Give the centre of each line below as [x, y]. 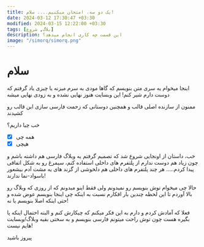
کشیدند [15, 113]
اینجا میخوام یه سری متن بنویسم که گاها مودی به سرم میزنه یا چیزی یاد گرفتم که [98, 88]
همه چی [25, 136]
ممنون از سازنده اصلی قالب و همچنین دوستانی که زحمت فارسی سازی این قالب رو [101, 106]
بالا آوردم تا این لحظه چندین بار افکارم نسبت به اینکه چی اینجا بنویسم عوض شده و [100, 194]
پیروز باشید [20, 238]
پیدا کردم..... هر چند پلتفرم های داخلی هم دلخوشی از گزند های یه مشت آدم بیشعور [101, 169]
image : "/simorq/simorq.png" [44, 41]
